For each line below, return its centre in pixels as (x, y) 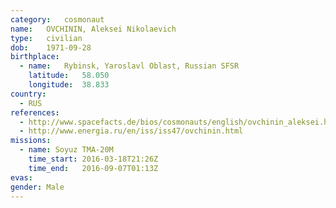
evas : (21, 177)
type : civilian (46, 38)
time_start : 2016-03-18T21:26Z (93, 159)
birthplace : (35, 57)
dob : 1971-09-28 (51, 47)
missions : (31, 141)
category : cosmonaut (57, 19)
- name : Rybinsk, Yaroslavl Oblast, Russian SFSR (129, 66)
